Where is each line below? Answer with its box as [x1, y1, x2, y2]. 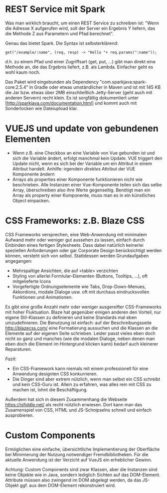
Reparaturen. [5, 346, 32, 352]
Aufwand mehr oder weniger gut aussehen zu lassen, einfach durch [5, 237, 145, 243]
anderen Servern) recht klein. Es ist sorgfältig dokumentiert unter [5, 95, 139, 101]
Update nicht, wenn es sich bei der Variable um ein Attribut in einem [12, 161, 152, 166]
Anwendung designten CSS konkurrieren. [12, 370, 98, 377]
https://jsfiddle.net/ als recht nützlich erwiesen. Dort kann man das [5, 401, 143, 407]
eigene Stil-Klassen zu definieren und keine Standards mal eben [5, 314, 137, 320]
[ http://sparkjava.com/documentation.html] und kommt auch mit [5, 100, 137, 106]
